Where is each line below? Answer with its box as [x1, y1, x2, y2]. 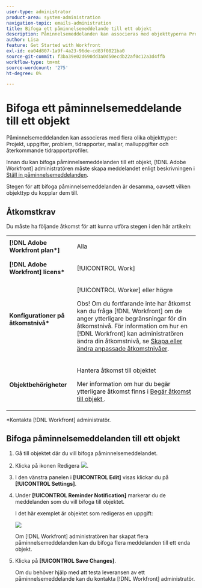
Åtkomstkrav [6, 207, 56, 217]
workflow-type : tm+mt [6, 59, 61, 65]
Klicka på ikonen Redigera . [14, 462, 89, 469]
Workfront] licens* [9, 268, 65, 276]
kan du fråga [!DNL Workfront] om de [76, 307, 182, 315]
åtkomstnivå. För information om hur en [76, 322, 188, 330]
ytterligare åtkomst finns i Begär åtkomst [76, 387, 191, 396]
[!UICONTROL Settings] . [14, 480, 77, 487]
